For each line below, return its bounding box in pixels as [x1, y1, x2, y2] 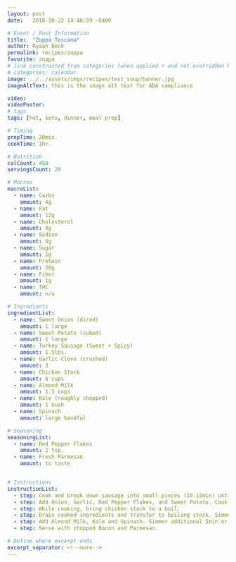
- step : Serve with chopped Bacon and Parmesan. [13, 525, 159, 532]
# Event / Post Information [7, 30, 90, 37]
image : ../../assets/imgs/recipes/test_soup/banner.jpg [7, 75, 174, 83]
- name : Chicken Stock [13, 368, 80, 376]
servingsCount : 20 [7, 166, 61, 173]
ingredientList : [7, 310, 55, 317]
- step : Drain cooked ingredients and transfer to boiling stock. [13, 512, 212, 519]
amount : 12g [20, 212, 55, 219]
